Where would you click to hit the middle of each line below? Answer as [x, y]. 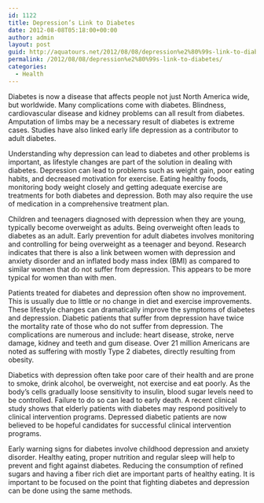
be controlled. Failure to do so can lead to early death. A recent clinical [123, 400]
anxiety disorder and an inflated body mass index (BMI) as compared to [124, 261]
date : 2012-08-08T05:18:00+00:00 [63, 30]
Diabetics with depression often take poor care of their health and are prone [131, 375]
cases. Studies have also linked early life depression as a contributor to [123, 130]
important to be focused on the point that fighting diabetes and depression [129, 482]
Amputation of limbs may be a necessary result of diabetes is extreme [121, 121]
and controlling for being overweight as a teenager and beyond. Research [127, 244]
